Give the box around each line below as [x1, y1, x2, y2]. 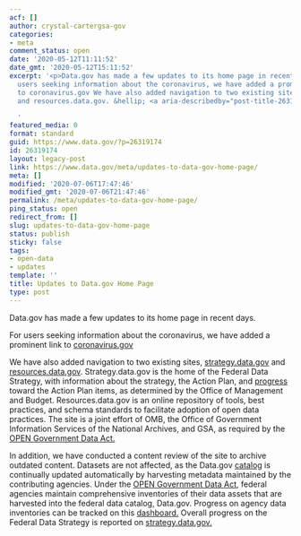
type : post [9, 288, 50, 297]
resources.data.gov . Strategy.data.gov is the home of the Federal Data [9, 366, 269, 376]
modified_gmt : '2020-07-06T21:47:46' [9, 187, 150, 197]
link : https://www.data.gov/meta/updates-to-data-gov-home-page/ [9, 162, 258, 171]
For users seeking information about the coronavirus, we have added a [9, 329, 271, 341]
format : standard [9, 129, 74, 139]
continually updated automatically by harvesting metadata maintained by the [9, 469, 292, 480]
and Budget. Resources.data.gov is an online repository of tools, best [9, 394, 264, 405]
